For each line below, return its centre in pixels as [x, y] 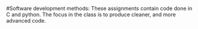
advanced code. [26, 21]
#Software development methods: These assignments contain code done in [99, 8]
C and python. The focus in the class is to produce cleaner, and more [91, 14]
